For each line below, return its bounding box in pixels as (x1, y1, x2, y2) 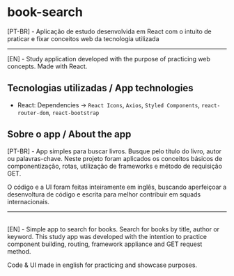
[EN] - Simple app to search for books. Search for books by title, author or (7, 224, 220, 233)
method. (7, 247, 31, 255)
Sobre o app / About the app (7, 128, 132, 140)
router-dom (17, 109, 49, 116)
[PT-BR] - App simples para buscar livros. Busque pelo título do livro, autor (7, 147, 221, 155)
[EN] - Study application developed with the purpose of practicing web (7, 54, 211, 63)
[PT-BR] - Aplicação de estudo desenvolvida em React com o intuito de (7, 27, 212, 36)
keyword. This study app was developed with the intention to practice (7, 232, 208, 240)
